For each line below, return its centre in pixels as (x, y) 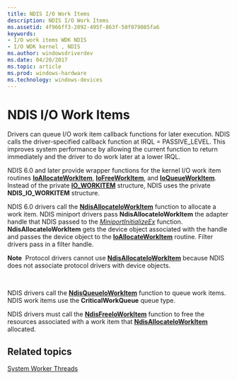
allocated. (22, 329)
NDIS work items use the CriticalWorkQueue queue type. (91, 301)
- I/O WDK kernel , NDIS (44, 47)
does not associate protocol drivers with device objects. (89, 265)
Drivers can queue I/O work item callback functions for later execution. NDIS (118, 134)
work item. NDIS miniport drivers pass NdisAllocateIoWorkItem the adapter (118, 214)
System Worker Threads (43, 369)
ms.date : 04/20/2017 (38, 60)
